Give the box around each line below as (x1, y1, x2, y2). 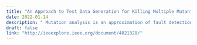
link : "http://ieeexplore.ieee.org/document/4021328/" (6, 30, 143, 36)
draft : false (6, 25, 38, 31)
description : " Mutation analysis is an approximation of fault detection (6, 19, 193, 25)
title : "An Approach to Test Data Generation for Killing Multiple (6, 8, 175, 15)
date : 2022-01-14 (6, 14, 49, 20)
